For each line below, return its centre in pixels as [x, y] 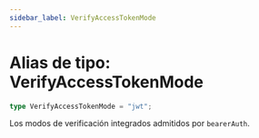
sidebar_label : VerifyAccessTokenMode [83, 18]
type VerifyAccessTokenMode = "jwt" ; [81, 106]
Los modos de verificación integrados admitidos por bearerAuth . [129, 123]
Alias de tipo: [60, 62]
